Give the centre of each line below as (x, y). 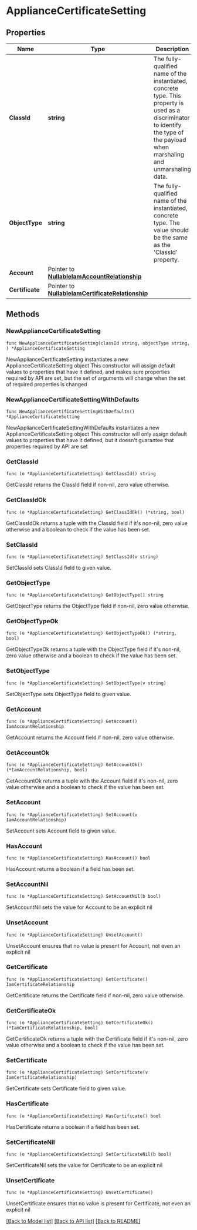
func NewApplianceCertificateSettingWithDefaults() (70, 412)
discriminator (171, 118)
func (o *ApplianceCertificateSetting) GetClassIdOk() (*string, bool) (95, 512)
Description (172, 49)
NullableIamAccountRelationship (95, 276)
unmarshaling (172, 169)
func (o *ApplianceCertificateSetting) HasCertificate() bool (84, 1116)
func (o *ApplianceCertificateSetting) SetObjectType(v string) (86, 683)
